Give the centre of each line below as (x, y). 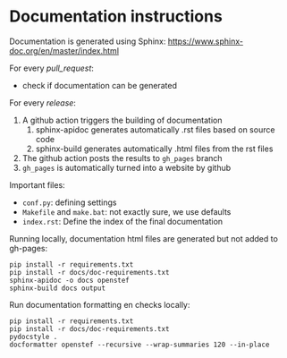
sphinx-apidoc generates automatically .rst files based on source (155, 129)
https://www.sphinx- (206, 41)
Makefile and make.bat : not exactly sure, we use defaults (127, 211)
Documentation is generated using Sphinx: (88, 41)
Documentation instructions (116, 17)
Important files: (37, 184)
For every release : (42, 102)
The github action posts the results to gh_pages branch (122, 158)
